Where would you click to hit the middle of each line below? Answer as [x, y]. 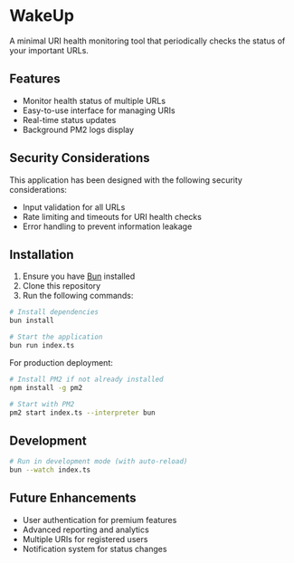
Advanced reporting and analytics [85, 530]
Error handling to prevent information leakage [107, 226]
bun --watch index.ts [50, 470]
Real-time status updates [69, 119]
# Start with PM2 [42, 404]
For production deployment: [61, 362]
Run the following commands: [78, 296]
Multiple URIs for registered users [85, 539]
